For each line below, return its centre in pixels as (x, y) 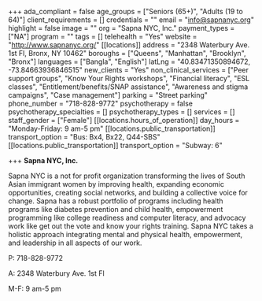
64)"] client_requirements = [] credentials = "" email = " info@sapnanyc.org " (131, 20)
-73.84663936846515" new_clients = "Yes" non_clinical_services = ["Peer (129, 70)
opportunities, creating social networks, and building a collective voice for (128, 193)
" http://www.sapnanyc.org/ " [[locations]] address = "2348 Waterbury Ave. (129, 45)
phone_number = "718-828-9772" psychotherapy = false (101, 103)
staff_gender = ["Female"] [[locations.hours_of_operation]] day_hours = (124, 120)
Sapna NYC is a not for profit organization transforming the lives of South (127, 176)
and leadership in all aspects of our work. (75, 243)
